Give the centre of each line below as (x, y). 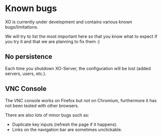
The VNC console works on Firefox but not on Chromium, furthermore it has (81, 100)
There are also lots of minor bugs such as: (47, 115)
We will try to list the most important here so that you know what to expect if (81, 36)
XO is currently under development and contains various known (69, 22)
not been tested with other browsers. (42, 106)
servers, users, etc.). (26, 74)
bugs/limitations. (22, 27)
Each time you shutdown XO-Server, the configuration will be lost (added (78, 68)
